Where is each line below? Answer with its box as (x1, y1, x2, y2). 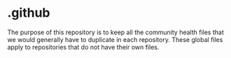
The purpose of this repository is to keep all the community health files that (7, 28, 224, 36)
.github (7, 5, 50, 21)
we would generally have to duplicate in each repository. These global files (7, 35, 223, 43)
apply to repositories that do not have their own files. (7, 43, 160, 51)
